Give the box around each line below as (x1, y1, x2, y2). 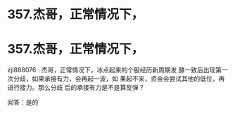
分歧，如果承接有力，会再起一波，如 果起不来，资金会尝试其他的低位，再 (13, 74, 225, 83)
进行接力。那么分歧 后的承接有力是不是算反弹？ (7, 84, 145, 92)
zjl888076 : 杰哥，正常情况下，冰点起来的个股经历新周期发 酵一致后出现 (7, 66, 216, 74)
